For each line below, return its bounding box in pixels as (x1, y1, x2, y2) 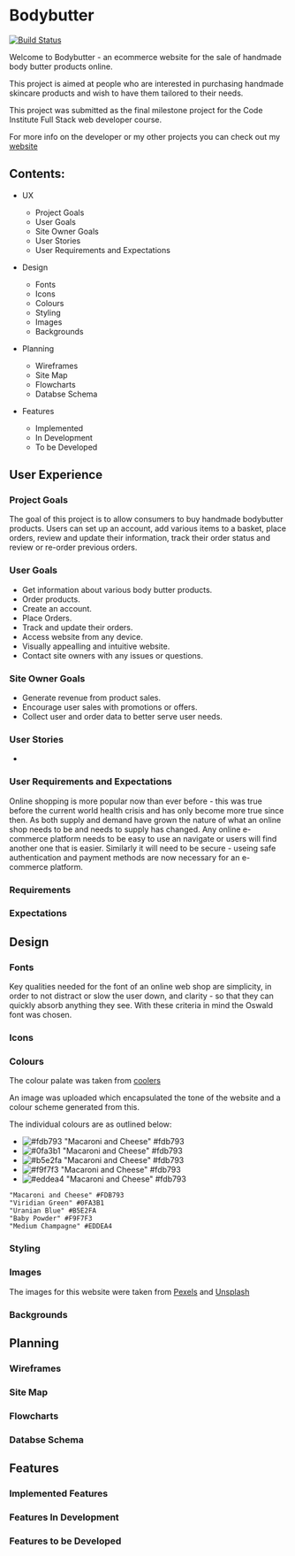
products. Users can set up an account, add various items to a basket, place (9, 523, 287, 534)
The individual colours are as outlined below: (9, 1119, 172, 1129)
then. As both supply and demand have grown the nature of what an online (9, 814, 282, 825)
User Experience (9, 467, 103, 482)
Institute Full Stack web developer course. (9, 114, 163, 125)
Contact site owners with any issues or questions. (21, 650, 204, 660)
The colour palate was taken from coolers (9, 1075, 162, 1086)
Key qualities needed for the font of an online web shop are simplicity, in (9, 982, 272, 992)
